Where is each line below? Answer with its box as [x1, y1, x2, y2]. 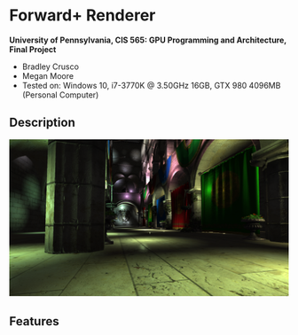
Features [9, 314, 59, 329]
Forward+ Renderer [9, 5, 156, 26]
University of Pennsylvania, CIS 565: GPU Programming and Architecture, [9, 35, 286, 45]
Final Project [9, 43, 57, 54]
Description [9, 115, 75, 130]
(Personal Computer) [21, 90, 99, 100]
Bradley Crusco [21, 61, 80, 72]
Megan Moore [21, 70, 74, 81]
